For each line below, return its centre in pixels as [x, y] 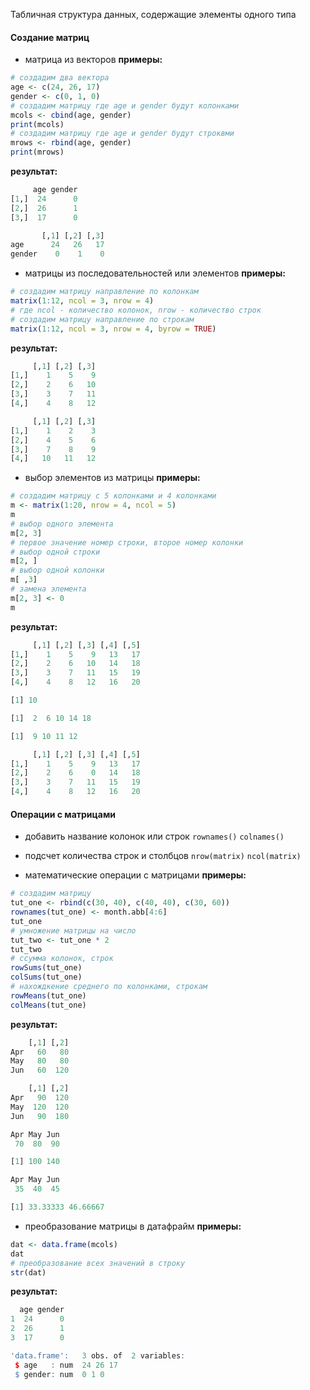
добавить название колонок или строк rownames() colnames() [154, 836]
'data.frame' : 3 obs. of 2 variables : [98, 1355]
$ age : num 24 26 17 [66, 1365]
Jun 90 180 [40, 1116]
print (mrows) [37, 152]
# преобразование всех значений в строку [98, 1263]
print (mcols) [37, 124]
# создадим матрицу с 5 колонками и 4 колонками [113, 496]
